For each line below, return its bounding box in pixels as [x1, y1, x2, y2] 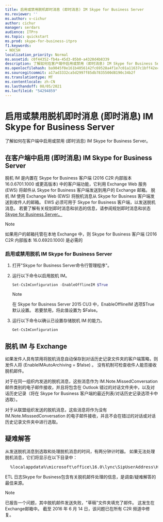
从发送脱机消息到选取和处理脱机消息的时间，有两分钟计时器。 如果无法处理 [5, 448, 155, 454]
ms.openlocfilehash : [5, 66, 47, 71]
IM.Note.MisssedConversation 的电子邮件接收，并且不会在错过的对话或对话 [5, 413, 156, 419]
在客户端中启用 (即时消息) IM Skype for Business [5, 153, 152, 162]
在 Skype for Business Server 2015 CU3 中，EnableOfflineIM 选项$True [12, 302, 155, 307]
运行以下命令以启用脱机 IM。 [12, 273, 70, 279]
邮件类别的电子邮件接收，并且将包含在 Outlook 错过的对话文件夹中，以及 [5, 384, 151, 390]
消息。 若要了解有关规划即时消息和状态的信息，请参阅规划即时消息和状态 [5, 205, 151, 211]
